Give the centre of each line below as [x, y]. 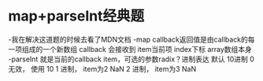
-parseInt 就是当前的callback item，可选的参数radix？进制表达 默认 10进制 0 [131, 59]
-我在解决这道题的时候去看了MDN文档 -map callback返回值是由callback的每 [131, 39]
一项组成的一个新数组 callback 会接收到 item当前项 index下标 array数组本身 [130, 49]
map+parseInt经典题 [76, 16]
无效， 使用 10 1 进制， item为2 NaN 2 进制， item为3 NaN [102, 68]
